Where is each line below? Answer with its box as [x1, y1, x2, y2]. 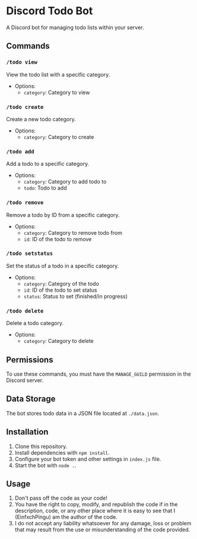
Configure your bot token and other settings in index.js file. [14, 455, 161, 462]
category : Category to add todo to [23, 178, 107, 185]
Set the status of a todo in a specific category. [6, 262, 119, 269]
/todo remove [6, 199, 44, 206]
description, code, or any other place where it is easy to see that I [14, 507, 176, 515]
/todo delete [6, 307, 44, 314]
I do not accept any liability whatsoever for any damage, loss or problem [14, 520, 192, 527]
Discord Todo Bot [6, 4, 93, 18]
